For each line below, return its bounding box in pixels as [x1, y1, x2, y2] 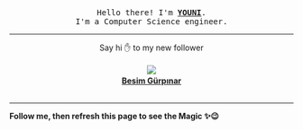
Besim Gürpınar [121, 75, 182, 86]
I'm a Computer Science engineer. [75, 17, 228, 26]
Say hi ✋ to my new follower [98, 42, 205, 53]
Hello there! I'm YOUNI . [96, 8, 207, 17]
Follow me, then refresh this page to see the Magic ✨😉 [9, 111, 219, 121]
